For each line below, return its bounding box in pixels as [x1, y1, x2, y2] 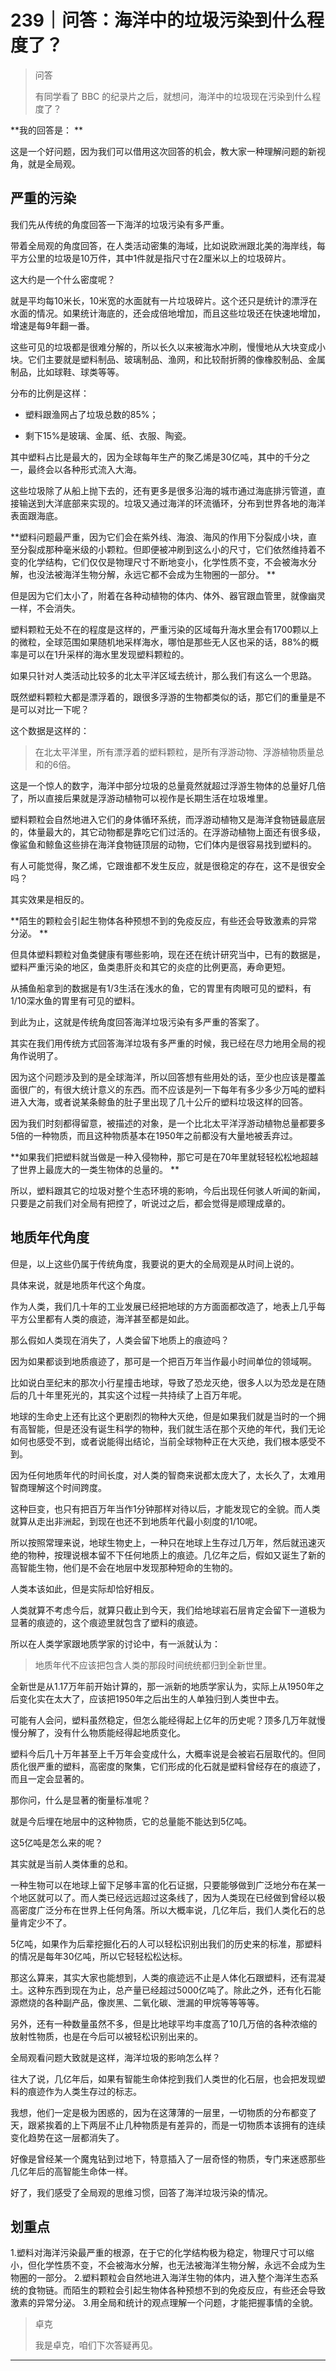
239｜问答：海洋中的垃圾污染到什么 [10, 9, 307, 32]
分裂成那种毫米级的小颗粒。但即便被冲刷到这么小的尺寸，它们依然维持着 [18, 543, 317, 555]
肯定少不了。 [18, 1916, 72, 1928]
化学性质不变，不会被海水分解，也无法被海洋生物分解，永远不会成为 [36, 2259, 317, 2271]
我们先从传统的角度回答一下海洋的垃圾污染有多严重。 [10, 218, 230, 230]
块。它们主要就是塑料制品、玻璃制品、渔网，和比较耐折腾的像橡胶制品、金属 [10, 353, 326, 365]
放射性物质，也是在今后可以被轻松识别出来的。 [10, 2030, 203, 2042]
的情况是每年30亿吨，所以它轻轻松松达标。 [10, 1950, 188, 1962]
